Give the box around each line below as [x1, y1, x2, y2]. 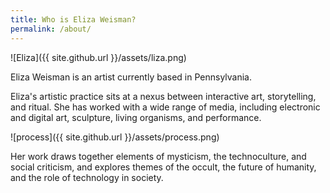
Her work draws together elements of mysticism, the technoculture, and [10, 150, 307, 162]
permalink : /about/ [10, 24, 92, 34]
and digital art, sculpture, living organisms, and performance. [10, 111, 262, 123]
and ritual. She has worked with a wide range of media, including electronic [10, 101, 321, 113]
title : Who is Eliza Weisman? [10, 14, 137, 25]
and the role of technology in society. [10, 171, 164, 183]
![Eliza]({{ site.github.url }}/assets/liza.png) [10, 51, 187, 63]
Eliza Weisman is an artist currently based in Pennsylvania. [10, 71, 252, 83]
